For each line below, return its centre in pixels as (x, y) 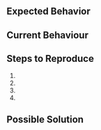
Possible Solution (45, 119)
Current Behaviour (47, 35)
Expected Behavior (49, 11)
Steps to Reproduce (50, 59)
